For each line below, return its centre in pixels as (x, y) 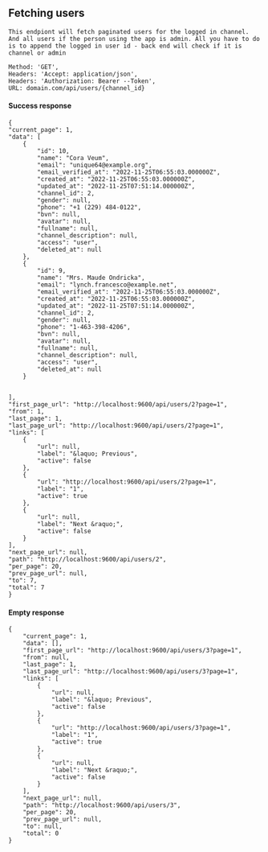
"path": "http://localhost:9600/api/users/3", (102, 805)
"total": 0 (41, 833)
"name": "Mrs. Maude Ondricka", (91, 278)
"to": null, (43, 827)
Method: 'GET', (34, 67)
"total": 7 (26, 588)
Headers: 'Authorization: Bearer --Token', (82, 81)
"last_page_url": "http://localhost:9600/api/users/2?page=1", (116, 426)
